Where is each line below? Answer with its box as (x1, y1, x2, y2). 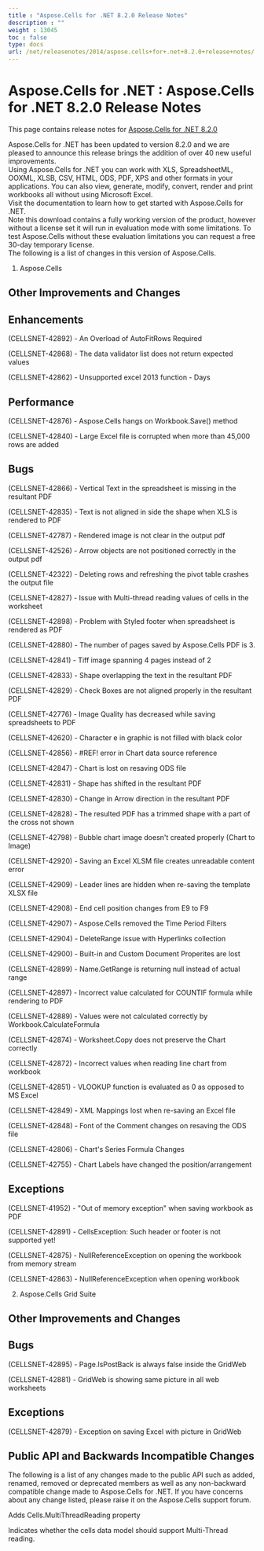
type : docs (8, 41, 44, 49)
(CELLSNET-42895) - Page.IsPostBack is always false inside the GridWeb (8, 1359, 247, 1369)
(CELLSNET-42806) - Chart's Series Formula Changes (8, 1144, 185, 1153)
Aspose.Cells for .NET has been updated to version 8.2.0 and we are (8, 139, 230, 149)
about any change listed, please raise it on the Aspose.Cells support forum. (8, 1495, 251, 1505)
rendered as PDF (8, 625, 63, 634)
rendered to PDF (8, 515, 62, 525)
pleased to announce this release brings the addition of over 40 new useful (8, 148, 251, 157)
